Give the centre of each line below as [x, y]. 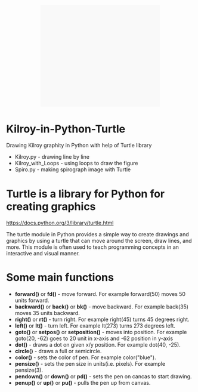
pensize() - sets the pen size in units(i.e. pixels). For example [90, 364]
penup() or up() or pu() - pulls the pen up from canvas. [83, 383]
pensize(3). [29, 370]
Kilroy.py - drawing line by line [52, 157]
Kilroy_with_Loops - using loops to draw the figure [76, 163]
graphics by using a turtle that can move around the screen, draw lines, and [99, 241]
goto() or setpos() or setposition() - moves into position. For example [101, 332]
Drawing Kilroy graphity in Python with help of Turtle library [79, 146]
